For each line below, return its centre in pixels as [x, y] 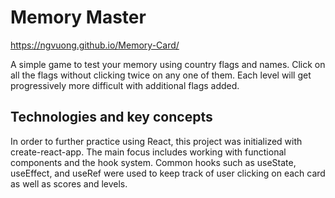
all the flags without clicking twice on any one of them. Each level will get [161, 75]
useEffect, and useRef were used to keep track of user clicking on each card [168, 173]
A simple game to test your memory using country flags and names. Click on [168, 64]
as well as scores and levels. [69, 183]
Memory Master [78, 17]
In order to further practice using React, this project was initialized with [156, 141]
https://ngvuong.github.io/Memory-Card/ [95, 45]
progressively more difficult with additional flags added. [125, 85]
